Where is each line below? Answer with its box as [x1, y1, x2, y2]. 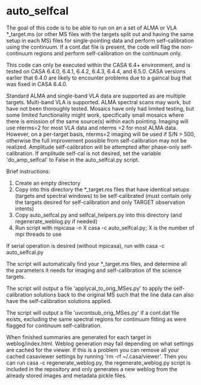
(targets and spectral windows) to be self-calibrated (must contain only [14, 192, 192, 199]
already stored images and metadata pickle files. [6, 372, 127, 379]
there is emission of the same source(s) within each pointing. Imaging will [6, 117, 188, 125]
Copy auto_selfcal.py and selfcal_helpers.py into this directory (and [14, 211, 182, 218]
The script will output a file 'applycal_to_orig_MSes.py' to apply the [6, 285, 173, 292]
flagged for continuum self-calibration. [6, 322, 102, 329]
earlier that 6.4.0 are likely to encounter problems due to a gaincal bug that [6, 74, 192, 81]
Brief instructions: [6, 167, 51, 175]
